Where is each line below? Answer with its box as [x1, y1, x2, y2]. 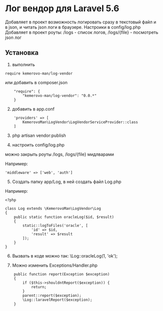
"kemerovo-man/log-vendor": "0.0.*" [22, 93, 97, 98]
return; [31, 284, 47, 290]
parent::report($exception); [22, 293, 82, 298]
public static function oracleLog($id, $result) [14, 215, 114, 220]
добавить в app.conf [12, 106, 55, 112]
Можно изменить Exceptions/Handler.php [12, 262, 98, 268]
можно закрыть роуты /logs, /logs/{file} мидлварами [5, 151, 114, 157]
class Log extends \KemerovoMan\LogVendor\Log [5, 206, 101, 211]
